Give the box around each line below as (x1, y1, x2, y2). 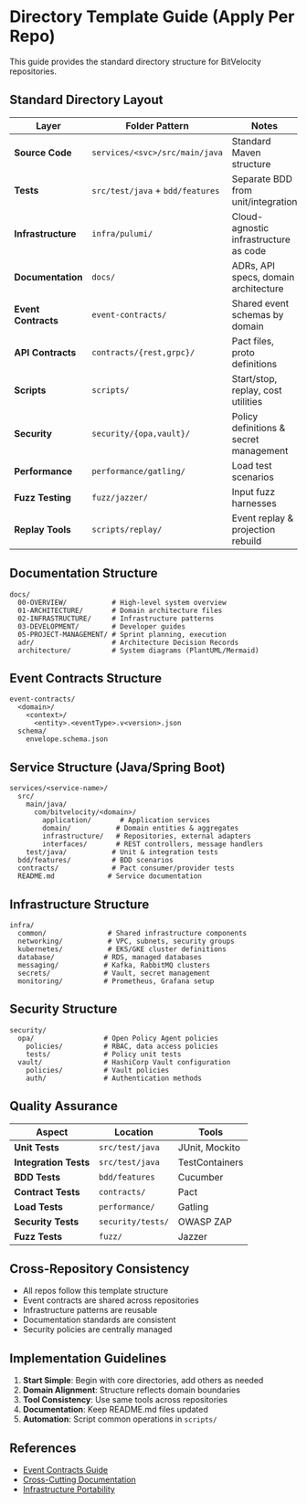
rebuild (231, 535, 262, 547)
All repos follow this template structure (22, 1286, 169, 1297)
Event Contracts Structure (9, 670, 163, 686)
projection (231, 523, 276, 535)
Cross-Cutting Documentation (22, 1474, 137, 1486)
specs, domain (231, 270, 295, 283)
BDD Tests (14, 1170, 61, 1183)
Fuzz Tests (14, 1230, 63, 1243)
